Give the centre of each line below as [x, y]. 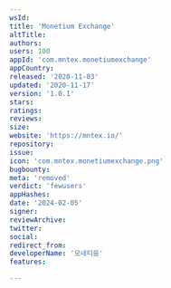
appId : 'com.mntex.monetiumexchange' [81, 60]
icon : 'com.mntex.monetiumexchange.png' [87, 161]
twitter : [26, 228]
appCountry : [32, 69]
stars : [22, 102]
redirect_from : [38, 245]
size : [19, 128]
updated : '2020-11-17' [52, 85]
